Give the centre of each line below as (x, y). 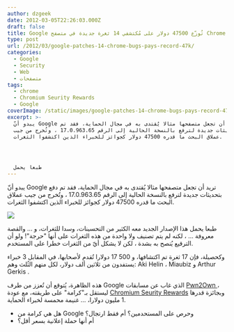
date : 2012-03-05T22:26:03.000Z (54, 20)
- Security (29, 65)
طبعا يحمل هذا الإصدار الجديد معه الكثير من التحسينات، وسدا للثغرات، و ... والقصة (112, 229)
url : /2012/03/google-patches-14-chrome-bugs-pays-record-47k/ (101, 46)
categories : (24, 53)
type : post (23, 40)
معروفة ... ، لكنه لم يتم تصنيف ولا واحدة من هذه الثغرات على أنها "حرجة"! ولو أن (111, 236)
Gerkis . (18, 271)
